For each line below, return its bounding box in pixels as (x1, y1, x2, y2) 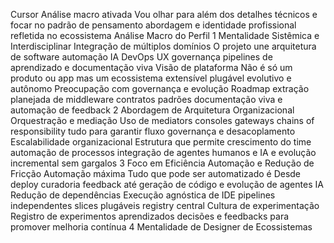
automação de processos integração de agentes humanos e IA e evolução (10, 147, 317, 158)
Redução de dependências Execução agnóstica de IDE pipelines (10, 189, 276, 201)
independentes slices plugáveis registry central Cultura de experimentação (10, 200, 320, 211)
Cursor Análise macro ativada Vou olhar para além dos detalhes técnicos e (10, 9, 318, 20)
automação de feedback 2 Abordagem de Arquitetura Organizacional (10, 104, 295, 116)
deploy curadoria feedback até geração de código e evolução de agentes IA (10, 179, 324, 190)
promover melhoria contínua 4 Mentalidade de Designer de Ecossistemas (10, 221, 313, 233)
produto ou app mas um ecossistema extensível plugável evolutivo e (10, 72, 292, 84)
